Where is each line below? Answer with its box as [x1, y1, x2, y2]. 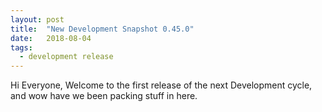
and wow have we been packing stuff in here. [10, 90, 198, 102]
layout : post [10, 14, 65, 25]
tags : [10, 42, 33, 53]
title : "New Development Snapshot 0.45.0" [10, 24, 195, 34]
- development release [19, 52, 114, 62]
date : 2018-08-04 [10, 33, 92, 43]
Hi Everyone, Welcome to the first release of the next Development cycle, [10, 79, 313, 91]
